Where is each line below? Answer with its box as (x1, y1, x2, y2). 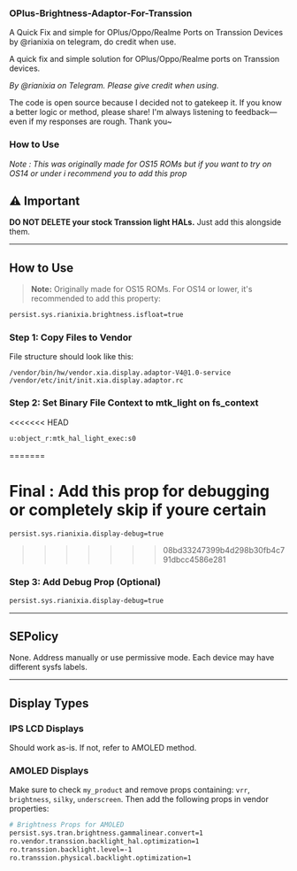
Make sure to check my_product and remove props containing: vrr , (9, 784, 250, 795)
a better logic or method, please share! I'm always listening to (9, 107, 233, 118)
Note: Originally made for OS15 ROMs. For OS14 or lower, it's (30, 284, 253, 295)
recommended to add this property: (30, 293, 161, 304)
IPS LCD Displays (9, 722, 84, 735)
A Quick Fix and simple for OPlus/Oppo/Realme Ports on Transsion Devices (9, 27, 284, 38)
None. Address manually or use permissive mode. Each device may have (9, 652, 275, 663)
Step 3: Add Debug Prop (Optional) (9, 576, 162, 589)
